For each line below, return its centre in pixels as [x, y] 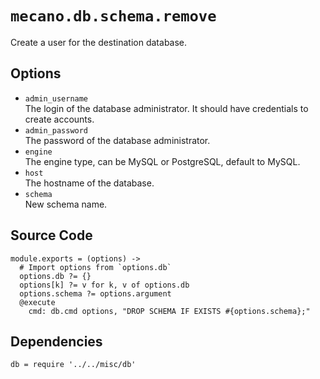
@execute [37, 302]
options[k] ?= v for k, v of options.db [104, 285]
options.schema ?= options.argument [95, 293]
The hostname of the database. [89, 183]
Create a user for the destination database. [99, 42]
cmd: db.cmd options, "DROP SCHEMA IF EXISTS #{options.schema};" [169, 311]
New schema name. [66, 204]
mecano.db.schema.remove [113, 16]
